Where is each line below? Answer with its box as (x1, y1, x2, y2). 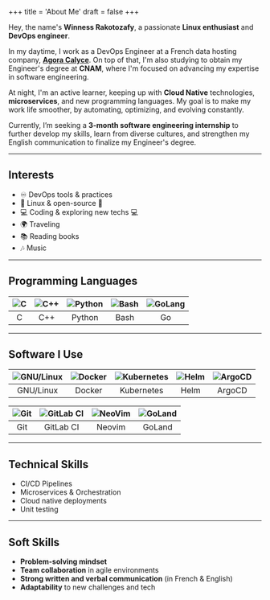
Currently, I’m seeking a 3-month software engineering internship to (8, 121, 239, 129)
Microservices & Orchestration (19, 487, 121, 497)
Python (71, 311, 99, 323)
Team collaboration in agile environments (19, 565, 159, 575)
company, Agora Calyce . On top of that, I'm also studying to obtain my (8, 55, 243, 64)
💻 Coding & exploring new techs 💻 (19, 207, 139, 216)
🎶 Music (19, 243, 47, 253)
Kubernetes (119, 385, 164, 397)
